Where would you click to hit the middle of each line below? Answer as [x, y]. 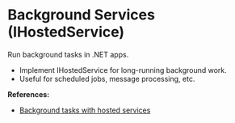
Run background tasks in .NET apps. [68, 54]
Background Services [81, 15]
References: [29, 94]
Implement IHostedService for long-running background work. [123, 70]
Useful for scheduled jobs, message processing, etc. [107, 78]
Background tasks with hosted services [85, 110]
